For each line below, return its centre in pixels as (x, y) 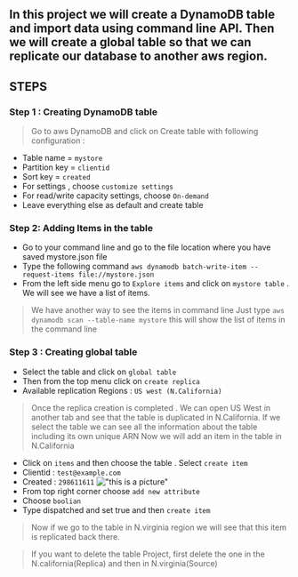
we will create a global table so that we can (130, 42)
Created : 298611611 (58, 481)
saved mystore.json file (65, 257)
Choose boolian (52, 501)
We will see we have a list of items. (86, 293)
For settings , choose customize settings (97, 187)
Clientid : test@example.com (72, 472)
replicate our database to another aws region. (139, 56)
